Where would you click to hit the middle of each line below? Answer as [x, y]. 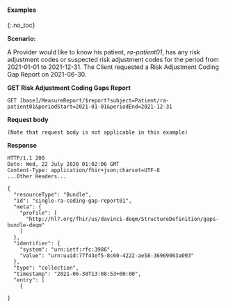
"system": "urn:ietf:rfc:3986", [66, 250]
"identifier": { [37, 244]
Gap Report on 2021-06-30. [47, 75]
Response [22, 146]
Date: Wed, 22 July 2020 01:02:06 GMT [63, 164]
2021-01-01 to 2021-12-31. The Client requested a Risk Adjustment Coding [113, 67]
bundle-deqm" [26, 225]
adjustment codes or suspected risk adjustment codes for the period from [113, 60]
